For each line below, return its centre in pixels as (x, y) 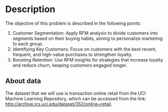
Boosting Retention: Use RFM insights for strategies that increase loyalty (88, 60)
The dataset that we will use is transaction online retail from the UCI (76, 93)
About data (23, 81)
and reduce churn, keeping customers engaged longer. (70, 65)
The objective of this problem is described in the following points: (73, 23)
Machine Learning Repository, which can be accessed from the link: (76, 98)
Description (30, 9)
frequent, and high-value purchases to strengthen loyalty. (72, 54)
